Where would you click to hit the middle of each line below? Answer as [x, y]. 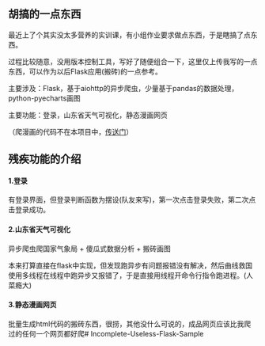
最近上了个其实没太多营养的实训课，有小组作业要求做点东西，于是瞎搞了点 [129, 35]
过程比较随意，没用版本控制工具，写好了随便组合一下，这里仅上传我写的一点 [133, 61]
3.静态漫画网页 [32, 305]
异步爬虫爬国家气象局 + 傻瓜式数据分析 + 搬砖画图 [90, 249]
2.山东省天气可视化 [40, 229]
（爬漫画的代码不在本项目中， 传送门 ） [70, 131]
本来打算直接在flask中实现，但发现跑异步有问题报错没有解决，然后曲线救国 [131, 265]
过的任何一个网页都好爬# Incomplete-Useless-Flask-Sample [106, 333]
